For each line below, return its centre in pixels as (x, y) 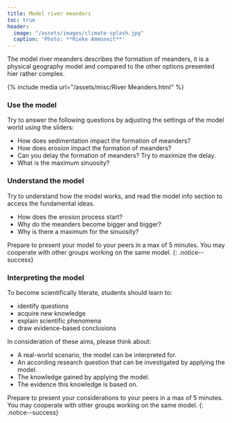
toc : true (21, 20)
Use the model (32, 105)
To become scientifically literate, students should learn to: (90, 293)
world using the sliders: (41, 127)
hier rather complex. (36, 74)
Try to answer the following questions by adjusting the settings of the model (116, 120)
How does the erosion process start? (70, 217)
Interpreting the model (46, 278)
